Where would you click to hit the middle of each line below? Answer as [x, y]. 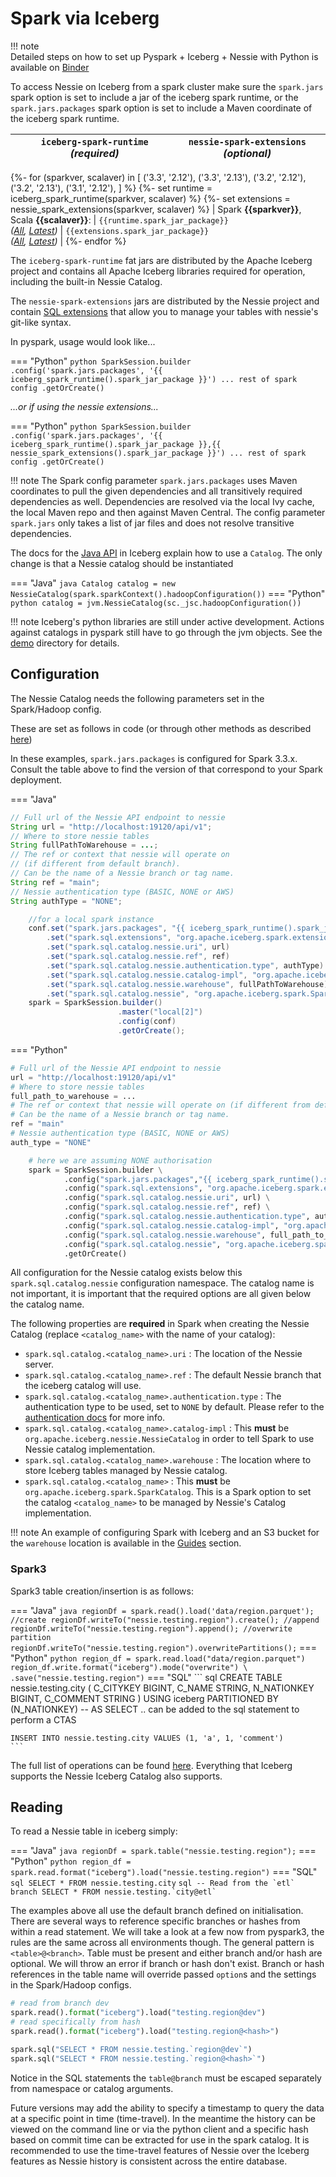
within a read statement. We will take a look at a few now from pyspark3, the [167, 1932]
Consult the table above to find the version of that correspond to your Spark [166, 769]
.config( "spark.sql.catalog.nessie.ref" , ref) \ [167, 1207]
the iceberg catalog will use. [83, 1386]
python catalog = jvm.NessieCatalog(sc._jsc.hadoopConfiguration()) [156, 603]
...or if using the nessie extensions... [84, 406]
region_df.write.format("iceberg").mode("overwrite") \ [129, 1667]
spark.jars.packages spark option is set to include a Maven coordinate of [161, 108]
